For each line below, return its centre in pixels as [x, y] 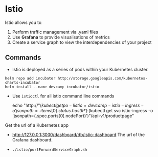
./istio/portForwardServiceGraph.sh [49, 150]
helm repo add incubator [30, 78]
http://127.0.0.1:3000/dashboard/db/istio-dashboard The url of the [79, 135]
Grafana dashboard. [32, 139]
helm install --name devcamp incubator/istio [52, 87]
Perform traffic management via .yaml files [55, 32]
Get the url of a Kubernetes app [37, 125]
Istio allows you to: [24, 22]
